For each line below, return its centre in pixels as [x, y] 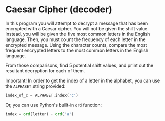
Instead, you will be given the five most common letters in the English [78, 34]
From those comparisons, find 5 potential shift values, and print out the [79, 65]
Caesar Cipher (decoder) [59, 9]
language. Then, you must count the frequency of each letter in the [75, 39]
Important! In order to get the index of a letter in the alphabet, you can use [83, 80]
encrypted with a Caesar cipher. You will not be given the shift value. [77, 28]
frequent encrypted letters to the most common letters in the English [77, 50]
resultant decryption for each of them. [45, 71]
